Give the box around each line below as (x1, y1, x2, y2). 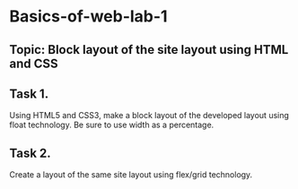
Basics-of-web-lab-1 (9, 6, 168, 27)
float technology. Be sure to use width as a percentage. (9, 119, 215, 131)
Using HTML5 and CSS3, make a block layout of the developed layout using (9, 110, 290, 121)
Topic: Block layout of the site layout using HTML (9, 42, 289, 57)
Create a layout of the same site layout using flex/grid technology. (9, 169, 253, 180)
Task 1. (9, 86, 49, 101)
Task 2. (9, 145, 51, 160)
